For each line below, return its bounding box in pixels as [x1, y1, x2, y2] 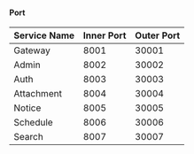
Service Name [13, 29, 75, 42]
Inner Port [82, 29, 127, 42]
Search [13, 131, 44, 143]
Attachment [13, 88, 62, 100]
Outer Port [135, 29, 181, 42]
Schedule [13, 116, 53, 128]
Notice [13, 102, 42, 114]
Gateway [13, 44, 50, 57]
